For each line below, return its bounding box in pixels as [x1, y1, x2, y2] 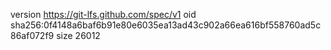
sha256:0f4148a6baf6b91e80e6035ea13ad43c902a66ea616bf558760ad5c [10, 19, 322, 31]
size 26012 [56, 30, 101, 41]
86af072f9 [10, 30, 55, 41]
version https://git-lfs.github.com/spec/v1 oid [10, 9, 197, 20]
